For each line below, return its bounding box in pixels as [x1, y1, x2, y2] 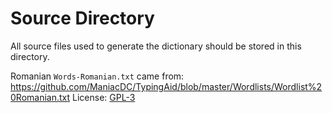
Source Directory [10, 7, 155, 30]
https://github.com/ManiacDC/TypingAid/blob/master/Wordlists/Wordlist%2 [10, 80, 323, 92]
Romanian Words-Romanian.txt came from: [10, 70, 185, 82]
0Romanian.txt [10, 91, 71, 103]
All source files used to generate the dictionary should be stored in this [10, 40, 302, 52]
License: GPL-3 [72, 91, 136, 103]
